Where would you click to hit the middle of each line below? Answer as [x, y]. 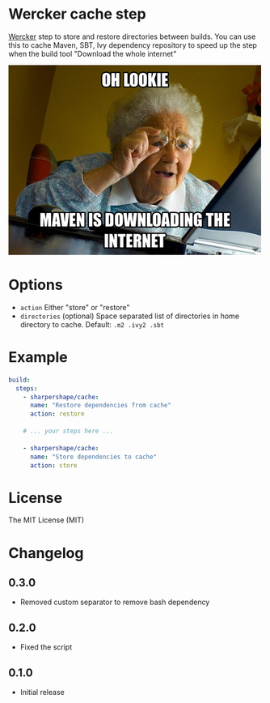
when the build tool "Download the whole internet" [93, 53]
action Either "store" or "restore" [75, 307]
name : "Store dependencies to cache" [93, 457]
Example [38, 358]
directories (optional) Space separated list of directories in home [130, 316]
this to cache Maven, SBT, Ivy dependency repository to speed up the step [133, 45]
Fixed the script [46, 647]
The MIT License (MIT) [46, 520]
